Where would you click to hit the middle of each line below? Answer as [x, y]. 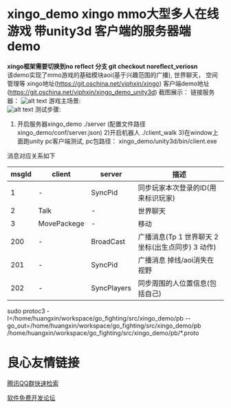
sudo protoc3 [26, 311]
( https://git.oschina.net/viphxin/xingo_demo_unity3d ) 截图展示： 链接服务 [111, 92]
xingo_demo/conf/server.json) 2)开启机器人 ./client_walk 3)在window [115, 132]
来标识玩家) [156, 198]
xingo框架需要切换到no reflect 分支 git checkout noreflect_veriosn [102, 66]
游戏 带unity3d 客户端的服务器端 [99, 31]
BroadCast [108, 241]
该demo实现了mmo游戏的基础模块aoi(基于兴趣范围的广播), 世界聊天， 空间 [113, 75]
